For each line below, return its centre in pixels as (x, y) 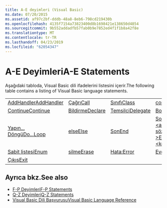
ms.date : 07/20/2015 (27, 14)
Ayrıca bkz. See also (37, 177)
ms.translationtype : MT (30, 33)
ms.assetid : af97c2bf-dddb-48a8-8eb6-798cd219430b (59, 19)
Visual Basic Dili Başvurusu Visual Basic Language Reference (74, 200)
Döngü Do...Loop (27, 134)
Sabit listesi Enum (28, 152)
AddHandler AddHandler (36, 102)
